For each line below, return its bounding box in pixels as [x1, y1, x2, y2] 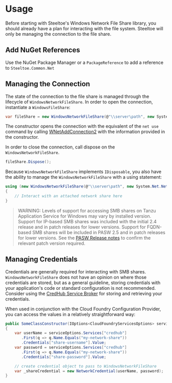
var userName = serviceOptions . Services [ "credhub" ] [14, 331, 127, 336]
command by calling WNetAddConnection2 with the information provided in [5, 129, 165, 135]
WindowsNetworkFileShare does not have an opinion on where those [5, 274, 147, 280]
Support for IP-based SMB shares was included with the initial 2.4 [17, 218, 157, 224]
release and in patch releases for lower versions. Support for [17, 224, 146, 230]
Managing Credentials [5, 255, 78, 264]
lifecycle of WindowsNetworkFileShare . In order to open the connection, [5, 98, 153, 105]
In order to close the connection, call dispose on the [5, 144, 115, 150]
